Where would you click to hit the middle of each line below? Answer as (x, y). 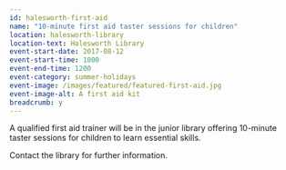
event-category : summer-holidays (73, 77)
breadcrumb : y (36, 102)
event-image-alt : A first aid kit (75, 94)
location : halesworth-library (67, 35)
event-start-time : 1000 (55, 60)
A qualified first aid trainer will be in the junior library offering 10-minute (143, 128)
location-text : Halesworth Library (77, 43)
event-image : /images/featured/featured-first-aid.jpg (116, 85)
